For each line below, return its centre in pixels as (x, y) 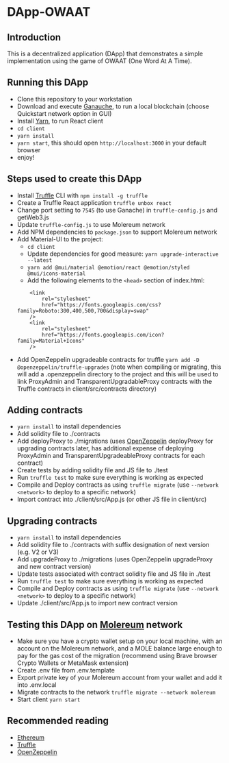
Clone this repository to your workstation (75, 99)
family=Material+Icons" (51, 341)
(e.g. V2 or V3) (38, 552)
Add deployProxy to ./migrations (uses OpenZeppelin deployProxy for (115, 441)
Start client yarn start (49, 699)
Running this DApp (48, 83)
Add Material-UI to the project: (60, 239)
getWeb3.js (33, 217)
